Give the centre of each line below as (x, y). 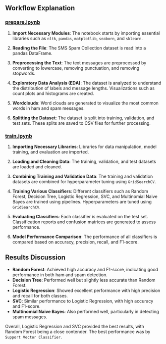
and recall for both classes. (40, 295)
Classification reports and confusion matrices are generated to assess (84, 222)
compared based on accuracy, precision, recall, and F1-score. (75, 242)
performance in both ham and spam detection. (60, 275)
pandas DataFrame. (32, 53)
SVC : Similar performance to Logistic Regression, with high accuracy (83, 301)
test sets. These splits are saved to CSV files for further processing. (82, 123)
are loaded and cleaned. (37, 167)
